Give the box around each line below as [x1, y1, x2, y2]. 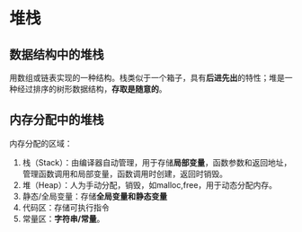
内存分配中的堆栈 [9, 112, 104, 128]
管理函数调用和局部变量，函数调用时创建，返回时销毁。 [22, 168, 227, 179]
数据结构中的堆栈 [9, 47, 104, 62]
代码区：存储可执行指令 [22, 201, 110, 212]
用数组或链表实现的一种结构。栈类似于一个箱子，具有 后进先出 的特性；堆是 [9, 73, 285, 83]
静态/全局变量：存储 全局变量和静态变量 [22, 191, 168, 201]
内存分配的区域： [9, 138, 73, 148]
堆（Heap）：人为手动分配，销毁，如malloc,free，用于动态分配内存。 [22, 179, 277, 190]
